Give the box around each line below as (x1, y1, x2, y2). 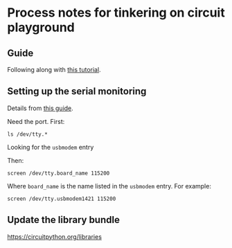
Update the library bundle (7, 214, 120, 226)
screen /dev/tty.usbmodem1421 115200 (7, 195, 116, 202)
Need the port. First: (7, 117, 65, 125)
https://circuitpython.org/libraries (7, 232, 102, 240)
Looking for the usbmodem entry (7, 143, 94, 151)
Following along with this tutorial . (7, 66, 102, 73)
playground (7, 19, 75, 35)
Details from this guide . (7, 104, 74, 112)
